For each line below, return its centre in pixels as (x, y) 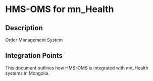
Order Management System (34, 40)
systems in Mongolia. (27, 73)
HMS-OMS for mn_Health (60, 9)
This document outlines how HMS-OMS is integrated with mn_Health (77, 68)
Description (24, 28)
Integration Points (34, 56)
